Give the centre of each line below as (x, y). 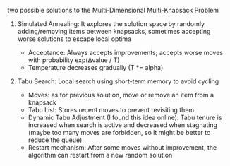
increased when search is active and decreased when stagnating (122, 125)
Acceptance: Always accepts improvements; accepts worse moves (126, 53)
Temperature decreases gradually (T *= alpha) (96, 67)
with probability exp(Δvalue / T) (74, 60)
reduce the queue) (55, 140)
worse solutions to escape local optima (74, 39)
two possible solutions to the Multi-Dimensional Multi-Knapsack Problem (113, 10)
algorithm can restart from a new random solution (100, 155)
